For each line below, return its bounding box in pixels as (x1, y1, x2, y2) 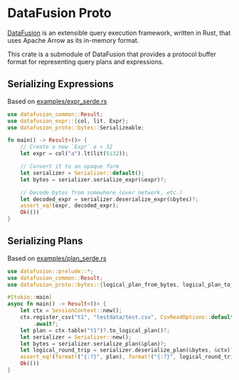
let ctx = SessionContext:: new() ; (20, 307, 122, 315)
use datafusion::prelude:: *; (7, 268, 94, 275)
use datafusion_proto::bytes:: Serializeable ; (7, 124, 144, 131)
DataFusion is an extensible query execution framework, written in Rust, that (7, 28, 231, 37)
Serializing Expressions (7, 78, 114, 90)
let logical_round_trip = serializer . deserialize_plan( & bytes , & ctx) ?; (20, 347, 237, 354)
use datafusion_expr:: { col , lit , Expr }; (7, 117, 129, 125)
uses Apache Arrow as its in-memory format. (7, 36, 139, 44)
